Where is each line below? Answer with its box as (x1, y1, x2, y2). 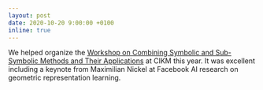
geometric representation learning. (8, 73, 121, 83)
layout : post (8, 11, 51, 20)
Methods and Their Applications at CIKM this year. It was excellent (39, 56, 256, 66)
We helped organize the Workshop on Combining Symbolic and (8, 48, 214, 58)
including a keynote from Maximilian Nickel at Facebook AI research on (8, 65, 239, 74)
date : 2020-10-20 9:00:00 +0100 (8, 19, 114, 27)
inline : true (8, 26, 51, 34)
